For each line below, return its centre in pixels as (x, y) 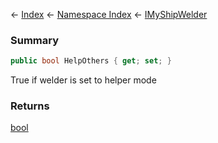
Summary (35, 40)
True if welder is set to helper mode (83, 80)
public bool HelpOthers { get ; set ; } (91, 61)
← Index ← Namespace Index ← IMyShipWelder (109, 14)
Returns (30, 106)
